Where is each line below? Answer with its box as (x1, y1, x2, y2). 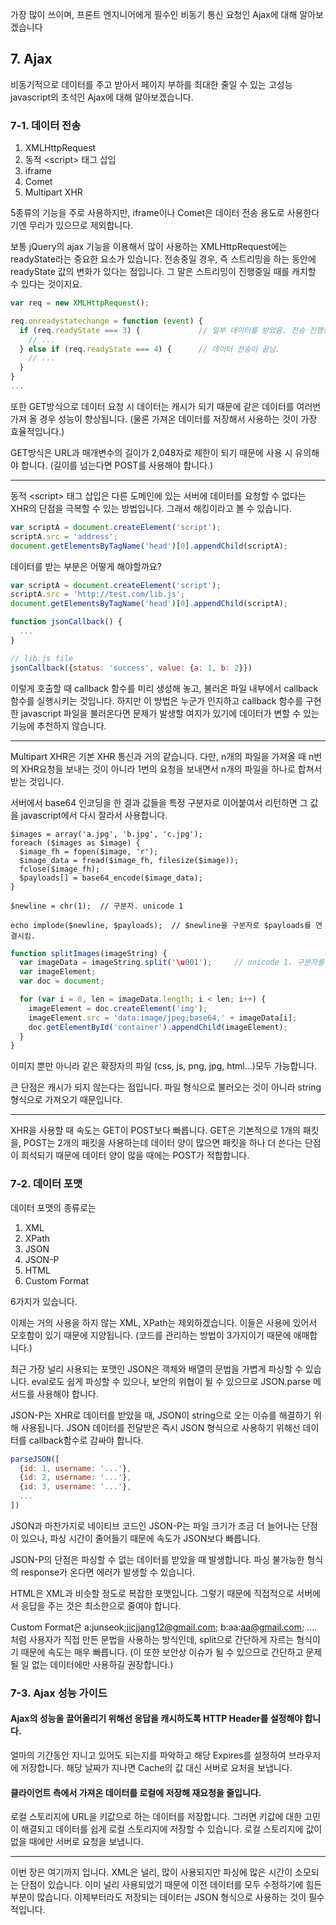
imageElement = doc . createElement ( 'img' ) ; (28, 1003, 208, 1013)
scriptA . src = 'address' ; (10, 531, 118, 542)
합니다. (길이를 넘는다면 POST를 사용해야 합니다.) (20, 459, 214, 471)
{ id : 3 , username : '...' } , (19, 1482, 132, 1492)
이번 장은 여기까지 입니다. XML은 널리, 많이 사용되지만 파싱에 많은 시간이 (10, 1866, 293, 1878)
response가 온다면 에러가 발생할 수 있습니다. (20, 1566, 196, 1578)
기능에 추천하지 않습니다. (10, 719, 107, 732)
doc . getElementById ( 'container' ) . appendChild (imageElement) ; (28, 1022, 288, 1032)
